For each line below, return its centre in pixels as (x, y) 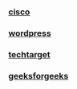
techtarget (29, 54)
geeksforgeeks (38, 75)
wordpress (30, 33)
